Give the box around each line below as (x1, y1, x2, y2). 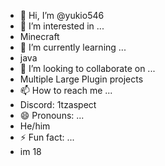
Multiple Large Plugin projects (19, 73, 144, 85)
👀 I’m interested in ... (19, 20, 105, 32)
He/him (19, 120, 51, 132)
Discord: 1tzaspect (19, 99, 97, 110)
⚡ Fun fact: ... (19, 131, 75, 143)
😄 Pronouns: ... (19, 110, 85, 121)
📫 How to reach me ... (19, 85, 113, 96)
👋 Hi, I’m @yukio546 (19, 10, 105, 21)
